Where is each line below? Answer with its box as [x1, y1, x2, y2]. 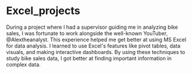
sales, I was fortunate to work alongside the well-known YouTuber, [6, 29, 168, 36]
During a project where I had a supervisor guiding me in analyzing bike [6, 23, 178, 31]
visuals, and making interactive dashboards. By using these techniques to [6, 48, 186, 55]
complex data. [6, 60, 41, 68]
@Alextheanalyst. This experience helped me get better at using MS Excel [6, 36, 187, 43]
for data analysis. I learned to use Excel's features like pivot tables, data [6, 42, 181, 49]
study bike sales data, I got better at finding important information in [6, 55, 172, 62]
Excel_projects [6, 4, 81, 18]
